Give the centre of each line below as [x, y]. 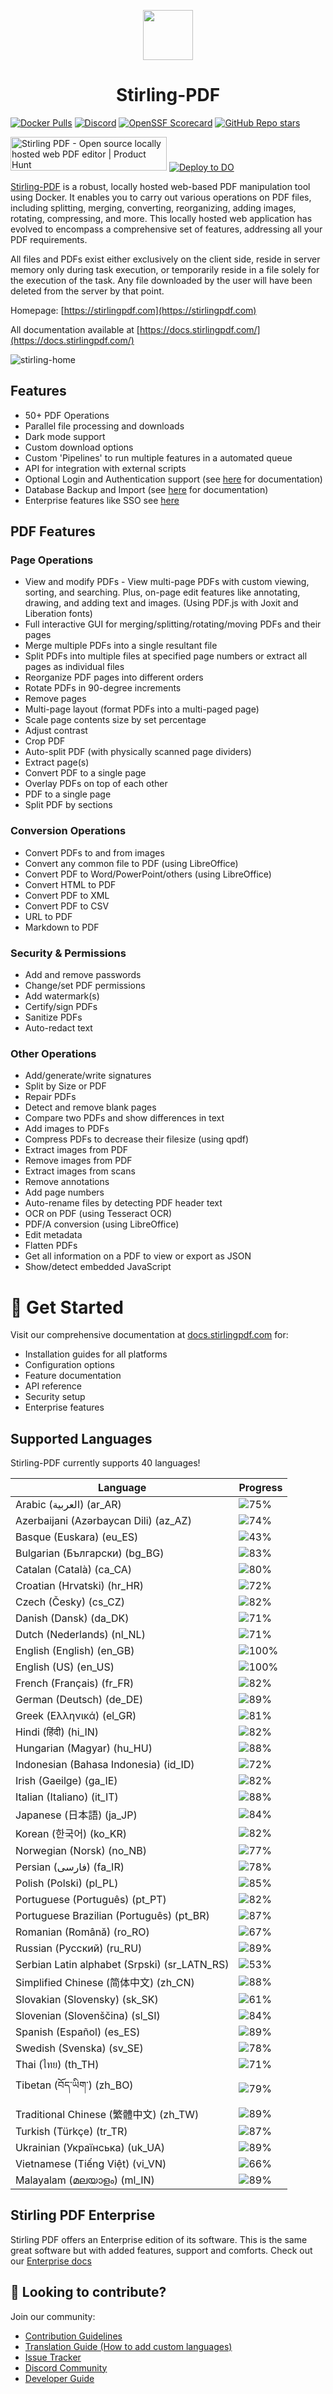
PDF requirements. [49, 239]
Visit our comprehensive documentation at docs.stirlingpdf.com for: [149, 1335]
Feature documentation [73, 1376]
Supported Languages [81, 1438]
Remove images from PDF [78, 1161]
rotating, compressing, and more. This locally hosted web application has [161, 218]
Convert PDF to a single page [85, 773]
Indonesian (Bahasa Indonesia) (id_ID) [105, 1765]
